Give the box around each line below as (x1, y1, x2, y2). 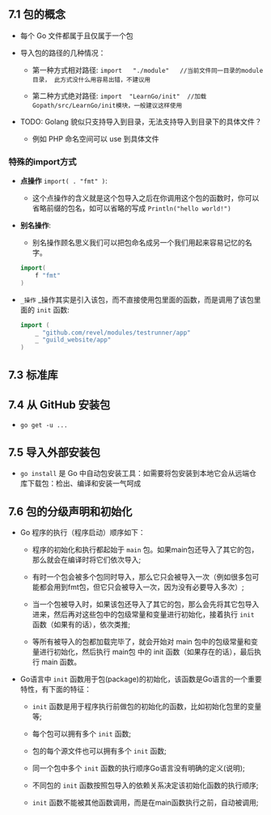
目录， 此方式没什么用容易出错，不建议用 (32, 75, 151, 83)
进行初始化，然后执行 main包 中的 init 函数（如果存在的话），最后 (39, 647, 255, 657)
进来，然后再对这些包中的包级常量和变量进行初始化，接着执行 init (32, 609, 255, 619)
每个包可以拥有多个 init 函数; (32, 729, 132, 739)
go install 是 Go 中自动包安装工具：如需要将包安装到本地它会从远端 (19, 469, 250, 478)
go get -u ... (19, 422, 68, 430)
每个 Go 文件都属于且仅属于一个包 (19, 31, 133, 40)
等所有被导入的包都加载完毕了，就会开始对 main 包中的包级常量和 (32, 637, 252, 647)
